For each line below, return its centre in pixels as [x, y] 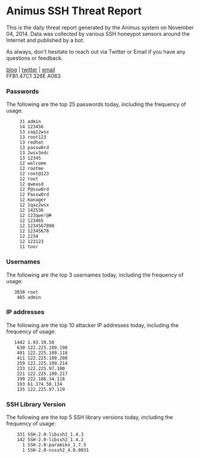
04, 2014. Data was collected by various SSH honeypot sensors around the [98, 33]
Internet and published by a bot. [45, 40]
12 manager [33, 200]
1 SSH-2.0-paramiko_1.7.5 [54, 445]
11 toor [29, 247]
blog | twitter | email [31, 69]
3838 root [26, 292]
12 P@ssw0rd [34, 190]
